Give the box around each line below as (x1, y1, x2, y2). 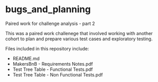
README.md (12, 55, 40, 62)
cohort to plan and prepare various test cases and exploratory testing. (5, 36, 153, 42)
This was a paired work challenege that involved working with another (5, 30, 153, 36)
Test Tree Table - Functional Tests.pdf (12, 66, 93, 72)
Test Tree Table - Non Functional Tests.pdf (12, 71, 103, 77)
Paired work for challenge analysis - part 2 (5, 20, 95, 26)
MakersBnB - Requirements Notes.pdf (12, 61, 93, 67)
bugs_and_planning (5, 4, 91, 15)
